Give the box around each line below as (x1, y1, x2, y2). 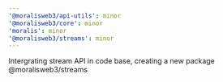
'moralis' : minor (8, 27, 67, 35)
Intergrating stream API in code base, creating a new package (8, 56, 215, 66)
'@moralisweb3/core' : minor (8, 19, 104, 27)
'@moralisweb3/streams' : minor (8, 34, 114, 43)
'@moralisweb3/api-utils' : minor (8, 11, 122, 20)
